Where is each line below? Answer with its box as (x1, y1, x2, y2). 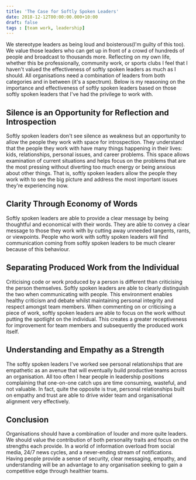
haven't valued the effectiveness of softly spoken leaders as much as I (6, 66, 176, 73)
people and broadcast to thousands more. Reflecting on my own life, (6, 53, 171, 60)
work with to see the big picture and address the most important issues (6, 176, 178, 183)
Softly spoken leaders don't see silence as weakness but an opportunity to (6, 132, 186, 139)
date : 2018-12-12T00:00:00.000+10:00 (6, 14, 98, 20)
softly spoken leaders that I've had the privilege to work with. (6, 91, 153, 98)
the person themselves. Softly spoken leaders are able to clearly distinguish (6, 284, 189, 292)
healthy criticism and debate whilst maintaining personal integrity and (6, 297, 174, 304)
